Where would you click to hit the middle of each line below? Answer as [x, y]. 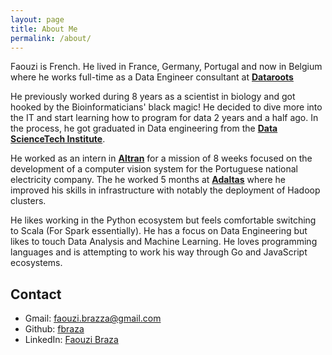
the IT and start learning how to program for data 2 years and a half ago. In [164, 118]
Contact [36, 294]
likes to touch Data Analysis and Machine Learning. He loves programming [164, 242]
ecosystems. [36, 263]
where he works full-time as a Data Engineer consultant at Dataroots [152, 77]
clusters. [28, 201]
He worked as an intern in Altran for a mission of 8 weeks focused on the [161, 158]
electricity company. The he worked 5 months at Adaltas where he [148, 180]
